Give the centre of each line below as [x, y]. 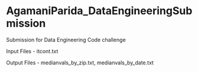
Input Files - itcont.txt [32, 51]
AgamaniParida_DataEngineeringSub [99, 11]
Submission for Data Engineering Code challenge [66, 40]
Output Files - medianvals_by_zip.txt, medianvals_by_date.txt [80, 63]
